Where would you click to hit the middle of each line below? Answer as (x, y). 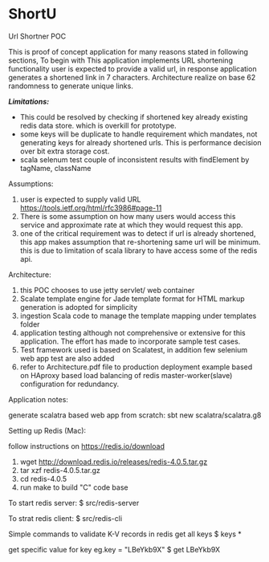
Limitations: (29, 101)
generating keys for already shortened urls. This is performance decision (141, 142)
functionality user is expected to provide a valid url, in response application (132, 68)
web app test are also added (67, 358)
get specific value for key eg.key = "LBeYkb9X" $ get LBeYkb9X (114, 549)
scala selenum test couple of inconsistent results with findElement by (134, 159)
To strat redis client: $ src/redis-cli (65, 518)
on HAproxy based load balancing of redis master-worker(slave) (126, 375)
